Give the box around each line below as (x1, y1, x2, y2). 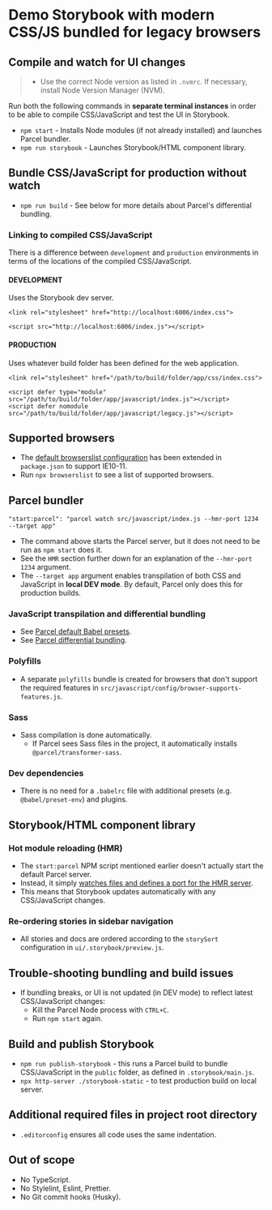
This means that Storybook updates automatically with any (19, 887, 216, 897)
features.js (19, 692, 61, 701)
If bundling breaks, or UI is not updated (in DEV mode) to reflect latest (19, 988, 253, 997)
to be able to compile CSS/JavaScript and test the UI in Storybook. (8, 110, 230, 119)
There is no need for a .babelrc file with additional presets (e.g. (19, 786, 232, 796)
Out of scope (8, 1153, 75, 1167)
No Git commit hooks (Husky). (19, 1191, 121, 1202)
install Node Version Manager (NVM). (40, 85, 165, 95)
